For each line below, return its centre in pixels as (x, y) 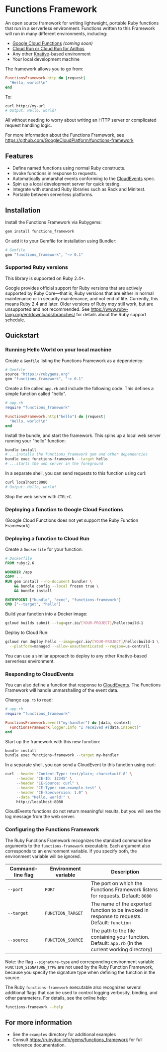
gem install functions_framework (40, 231)
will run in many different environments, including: (56, 33)
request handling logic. (29, 125)
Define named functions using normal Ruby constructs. (69, 168)
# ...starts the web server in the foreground (54, 464)
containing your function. (120, 937)
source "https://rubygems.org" (38, 374)
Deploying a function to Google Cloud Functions (64, 509)
